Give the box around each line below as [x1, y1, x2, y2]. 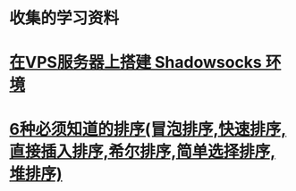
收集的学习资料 [9, 8, 120, 29]
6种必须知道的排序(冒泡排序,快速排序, [9, 119, 287, 139]
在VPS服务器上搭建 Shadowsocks [9, 53, 262, 72]
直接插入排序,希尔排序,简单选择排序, [9, 141, 276, 162]
